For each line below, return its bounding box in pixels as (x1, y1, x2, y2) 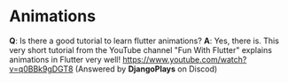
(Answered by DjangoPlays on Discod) (74, 64, 218, 74)
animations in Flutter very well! (9, 54, 121, 64)
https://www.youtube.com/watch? (122, 54, 247, 64)
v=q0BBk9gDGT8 (9, 64, 74, 74)
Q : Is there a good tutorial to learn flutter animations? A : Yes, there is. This (9, 35, 279, 46)
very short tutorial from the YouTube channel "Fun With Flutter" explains (9, 44, 273, 55)
